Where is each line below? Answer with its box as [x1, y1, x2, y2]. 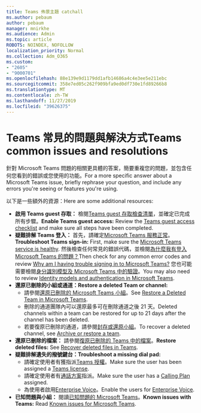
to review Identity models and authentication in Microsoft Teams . [14, 275, 175, 282]
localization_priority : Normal [6, 48, 84, 54]
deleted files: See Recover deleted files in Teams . [14, 344, 139, 351]
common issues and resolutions [6, 144, 169, 157]
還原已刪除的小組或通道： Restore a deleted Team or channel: [14, 282, 168, 289]
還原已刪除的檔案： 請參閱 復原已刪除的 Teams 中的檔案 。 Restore [14, 337, 176, 344]
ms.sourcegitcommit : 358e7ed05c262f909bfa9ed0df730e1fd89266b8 [6, 81, 167, 87]
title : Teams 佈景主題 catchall [6, 8, 84, 15]
